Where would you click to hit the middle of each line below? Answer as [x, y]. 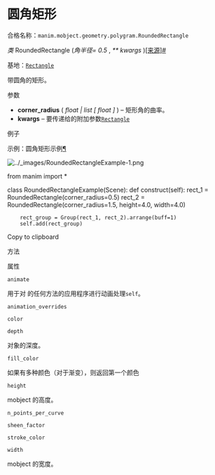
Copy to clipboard [33, 237]
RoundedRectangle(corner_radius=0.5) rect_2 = [76, 197]
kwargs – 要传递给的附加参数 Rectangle [74, 118]
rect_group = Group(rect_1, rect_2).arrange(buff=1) [98, 217]
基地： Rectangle [31, 65]
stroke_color [26, 437]
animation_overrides [37, 306]
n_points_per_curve [36, 413]
